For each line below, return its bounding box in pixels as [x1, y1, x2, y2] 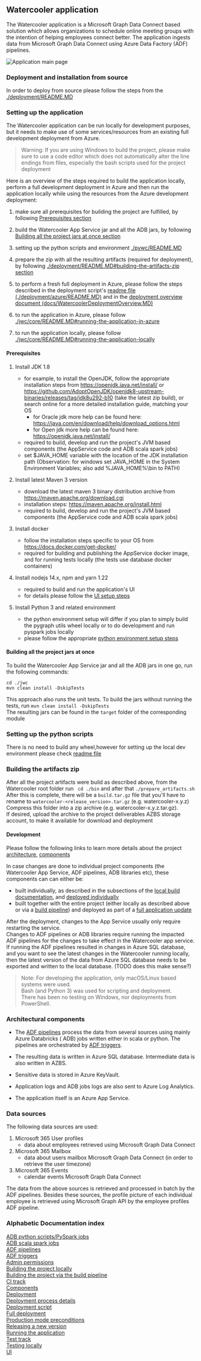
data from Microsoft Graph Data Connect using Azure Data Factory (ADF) [6, 40, 188, 47]
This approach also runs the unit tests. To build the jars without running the [6, 695, 193, 702]
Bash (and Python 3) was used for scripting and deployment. [20, 987, 172, 994]
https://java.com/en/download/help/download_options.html [32, 419, 180, 427]
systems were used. [20, 980, 71, 987]
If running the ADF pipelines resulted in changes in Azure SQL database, [6, 943, 186, 951]
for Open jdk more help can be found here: [32, 426, 139, 433]
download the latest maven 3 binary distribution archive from [23, 487, 176, 495]
